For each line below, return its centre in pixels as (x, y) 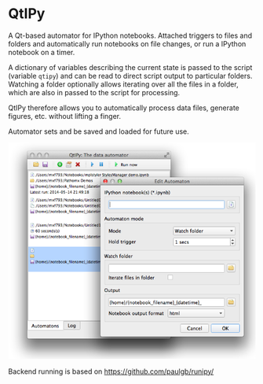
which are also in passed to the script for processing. (94, 92)
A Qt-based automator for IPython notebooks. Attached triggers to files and (130, 35)
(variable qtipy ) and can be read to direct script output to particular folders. (130, 76)
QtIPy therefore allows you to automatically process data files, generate (124, 108)
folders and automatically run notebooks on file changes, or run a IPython (127, 43)
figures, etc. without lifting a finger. (65, 116)
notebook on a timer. (42, 52)
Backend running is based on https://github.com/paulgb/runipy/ (111, 371)
